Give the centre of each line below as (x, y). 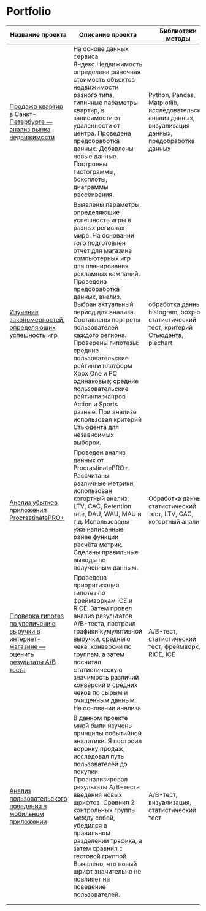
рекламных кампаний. (107, 273)
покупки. (86, 772)
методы (178, 38)
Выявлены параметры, (107, 204)
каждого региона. (100, 335)
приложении (28, 821)
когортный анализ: (101, 498)
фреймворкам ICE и (103, 600)
